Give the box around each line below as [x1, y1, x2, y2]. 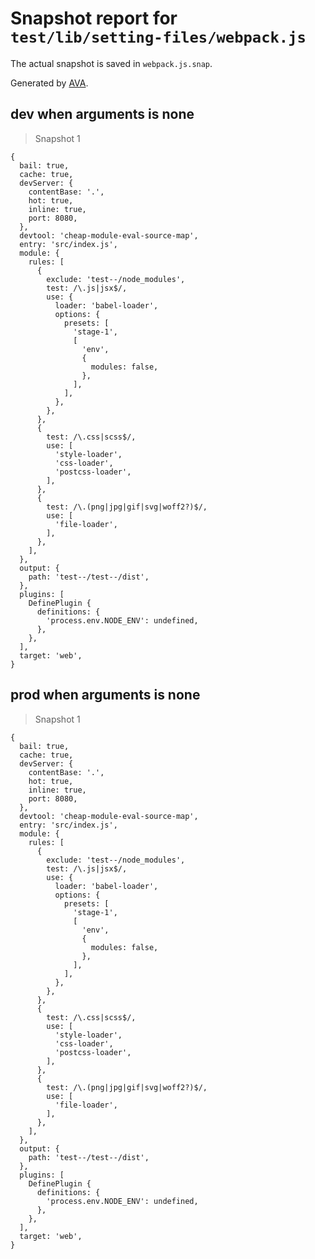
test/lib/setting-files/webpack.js [10, 28, 307, 47]
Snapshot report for [10, 7, 178, 30]
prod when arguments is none [10, 687, 201, 704]
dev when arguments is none [10, 106, 195, 123]
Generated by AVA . [10, 77, 89, 89]
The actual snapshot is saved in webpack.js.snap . [10, 57, 213, 69]
